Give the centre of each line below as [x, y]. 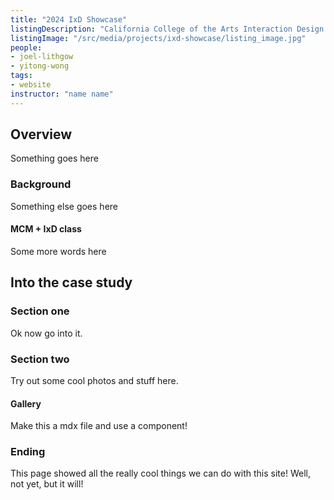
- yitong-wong [40, 66]
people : [26, 47]
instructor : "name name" [62, 94]
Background [41, 184]
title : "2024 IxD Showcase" [69, 19]
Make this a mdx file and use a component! [99, 426]
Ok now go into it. [46, 333]
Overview [41, 134]
